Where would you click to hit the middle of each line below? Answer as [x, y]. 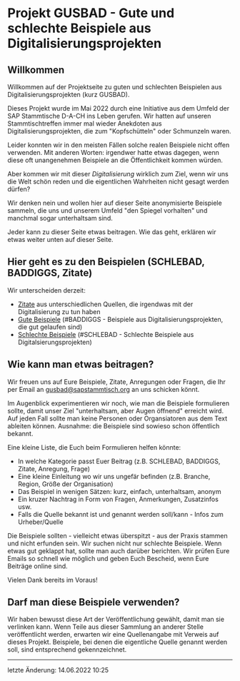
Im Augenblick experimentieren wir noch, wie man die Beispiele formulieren [119, 403]
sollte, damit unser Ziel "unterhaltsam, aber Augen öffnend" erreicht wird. [115, 410]
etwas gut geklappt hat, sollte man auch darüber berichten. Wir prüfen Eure [119, 550]
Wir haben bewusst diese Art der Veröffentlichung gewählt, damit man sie [116, 620]
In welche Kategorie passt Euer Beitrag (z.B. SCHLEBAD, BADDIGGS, [119, 461]
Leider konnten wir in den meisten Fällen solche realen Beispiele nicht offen [119, 145]
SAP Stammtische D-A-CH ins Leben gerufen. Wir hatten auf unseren [109, 116]
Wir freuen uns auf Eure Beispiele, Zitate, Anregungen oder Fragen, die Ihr [117, 382]
